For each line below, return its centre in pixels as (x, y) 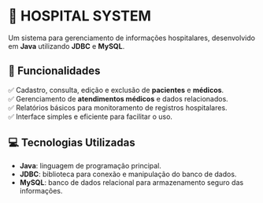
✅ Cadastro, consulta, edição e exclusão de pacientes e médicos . (116, 90)
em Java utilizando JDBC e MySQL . (67, 46)
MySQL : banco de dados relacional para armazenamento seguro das (131, 182)
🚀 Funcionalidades (54, 71)
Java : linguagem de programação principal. (90, 165)
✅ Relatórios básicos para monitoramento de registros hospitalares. (118, 107)
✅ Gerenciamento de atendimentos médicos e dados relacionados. (118, 98)
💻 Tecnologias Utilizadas (72, 143)
